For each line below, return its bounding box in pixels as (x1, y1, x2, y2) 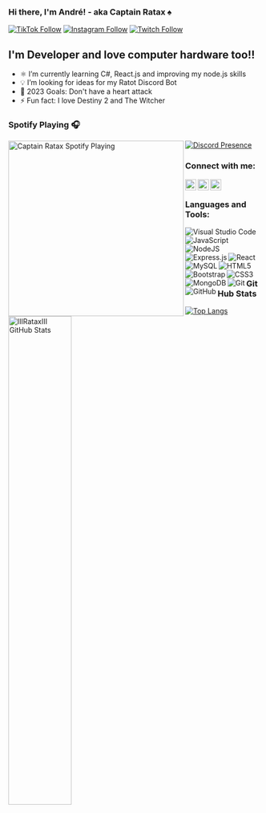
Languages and (185, 199, 247, 210)
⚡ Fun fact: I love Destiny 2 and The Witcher (19, 95, 166, 106)
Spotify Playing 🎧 (8, 119, 80, 131)
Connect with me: (185, 160, 256, 172)
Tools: (185, 208, 210, 220)
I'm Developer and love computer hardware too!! (8, 47, 256, 62)
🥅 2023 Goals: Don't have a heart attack (19, 87, 152, 96)
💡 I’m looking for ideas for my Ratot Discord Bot (19, 78, 178, 87)
